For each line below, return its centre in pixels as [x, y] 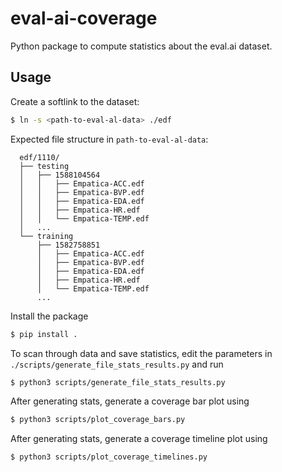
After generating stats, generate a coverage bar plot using [130, 401]
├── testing [44, 166]
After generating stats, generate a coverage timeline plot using [139, 439]
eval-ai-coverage [84, 18]
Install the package [49, 316]
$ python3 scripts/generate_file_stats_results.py [118, 382]
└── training [46, 236]
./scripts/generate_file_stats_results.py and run [117, 364]
